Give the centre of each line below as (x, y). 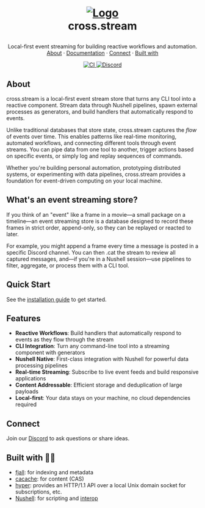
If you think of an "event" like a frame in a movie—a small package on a (96, 214)
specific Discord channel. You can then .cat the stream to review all (91, 252)
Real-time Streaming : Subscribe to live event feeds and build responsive (107, 372)
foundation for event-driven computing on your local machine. (85, 181)
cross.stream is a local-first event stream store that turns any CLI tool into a (101, 99)
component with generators (50, 353)
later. (13, 234)
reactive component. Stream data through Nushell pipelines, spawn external (102, 105)
